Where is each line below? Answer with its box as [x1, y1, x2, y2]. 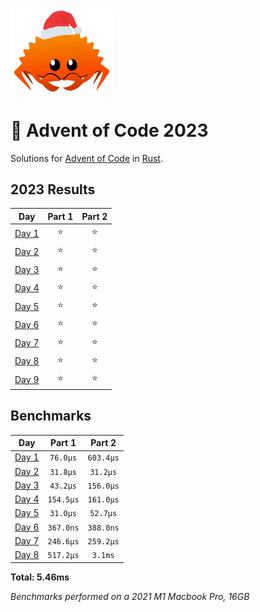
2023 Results [10, 181, 96, 198]
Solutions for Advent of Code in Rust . [10, 152, 163, 164]
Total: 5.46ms [10, 571, 70, 583]
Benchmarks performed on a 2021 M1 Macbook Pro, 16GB [10, 590, 250, 602]
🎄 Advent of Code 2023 [10, 119, 209, 142]
